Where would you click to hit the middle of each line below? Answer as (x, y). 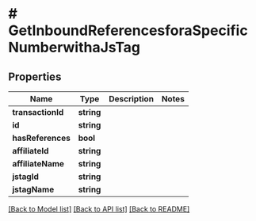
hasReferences (42, 138)
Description (131, 99)
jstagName (33, 189)
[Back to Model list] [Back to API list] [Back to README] (99, 209)
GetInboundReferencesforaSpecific (128, 30)
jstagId (26, 177)
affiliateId (31, 151)
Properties (35, 76)
